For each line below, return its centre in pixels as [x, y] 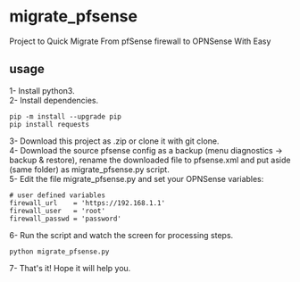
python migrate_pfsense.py [59, 252]
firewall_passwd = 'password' [66, 219]
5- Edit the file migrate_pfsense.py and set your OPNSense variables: [137, 178]
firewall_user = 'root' [57, 211]
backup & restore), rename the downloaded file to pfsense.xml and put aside [150, 160]
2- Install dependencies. [54, 100]
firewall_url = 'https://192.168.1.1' [87, 203]
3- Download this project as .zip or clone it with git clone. [114, 141]
